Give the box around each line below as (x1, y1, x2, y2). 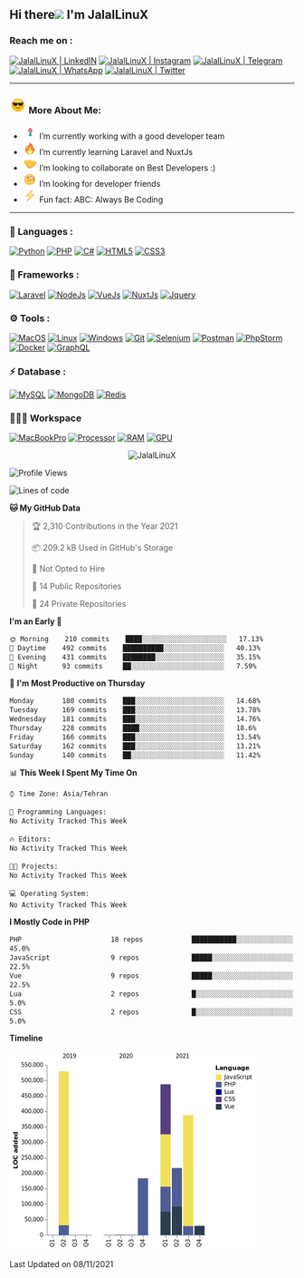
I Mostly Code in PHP (9, 916, 90, 928)
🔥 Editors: (9, 834, 52, 844)
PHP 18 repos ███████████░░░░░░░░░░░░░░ (9, 935, 294, 944)
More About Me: (28, 103, 102, 116)
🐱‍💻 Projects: (9, 862, 59, 872)
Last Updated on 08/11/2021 (9, 1259, 114, 1270)
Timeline (9, 1033, 43, 1044)
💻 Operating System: (9, 889, 90, 899)
